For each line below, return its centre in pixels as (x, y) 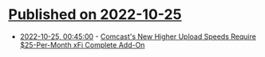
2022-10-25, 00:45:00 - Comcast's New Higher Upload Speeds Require (138, 36)
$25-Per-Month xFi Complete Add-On (82, 44)
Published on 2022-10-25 (95, 15)
